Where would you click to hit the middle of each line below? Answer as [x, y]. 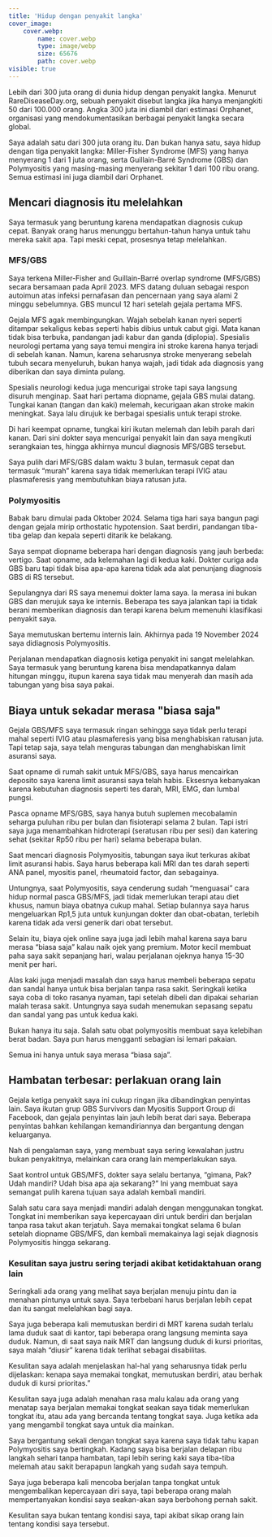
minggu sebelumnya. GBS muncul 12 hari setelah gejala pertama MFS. [125, 304]
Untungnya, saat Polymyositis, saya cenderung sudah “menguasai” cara [129, 888]
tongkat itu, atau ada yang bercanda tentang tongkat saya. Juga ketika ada [134, 1417]
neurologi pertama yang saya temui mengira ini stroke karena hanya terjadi [133, 346]
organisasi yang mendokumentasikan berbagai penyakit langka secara [127, 118]
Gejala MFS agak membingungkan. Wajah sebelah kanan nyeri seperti [125, 320]
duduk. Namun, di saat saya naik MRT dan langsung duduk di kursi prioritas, [136, 1342]
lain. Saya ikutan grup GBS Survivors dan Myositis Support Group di [122, 1108]
